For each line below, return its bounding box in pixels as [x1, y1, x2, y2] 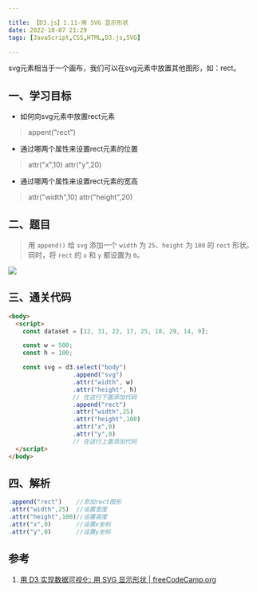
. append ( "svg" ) [72, 371, 124, 379]
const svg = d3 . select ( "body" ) [22, 364, 127, 372]
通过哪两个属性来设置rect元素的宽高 [19, 176, 138, 186]
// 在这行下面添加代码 [72, 393, 137, 401]
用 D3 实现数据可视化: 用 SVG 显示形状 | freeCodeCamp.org [19, 574, 217, 584]
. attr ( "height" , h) [72, 385, 137, 393]
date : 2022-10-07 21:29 [8, 26, 88, 34]
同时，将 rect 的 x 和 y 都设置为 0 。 [27, 251, 144, 259]
